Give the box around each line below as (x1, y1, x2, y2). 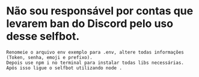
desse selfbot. (6, 30, 80, 43)
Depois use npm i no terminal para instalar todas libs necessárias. (6, 60, 185, 66)
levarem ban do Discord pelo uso (6, 17, 173, 30)
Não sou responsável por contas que (6, 4, 194, 18)
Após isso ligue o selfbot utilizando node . (6, 64, 122, 71)
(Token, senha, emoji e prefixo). (6, 54, 93, 60)
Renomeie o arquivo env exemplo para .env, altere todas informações (6, 49, 185, 55)
